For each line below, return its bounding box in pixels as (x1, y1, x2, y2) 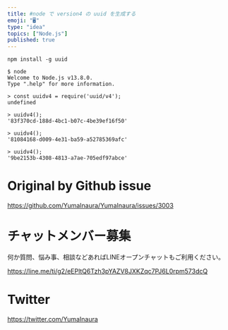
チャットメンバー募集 (7, 228, 131, 244)
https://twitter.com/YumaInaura (7, 314, 99, 323)
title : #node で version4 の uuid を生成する (7, 10, 136, 18)
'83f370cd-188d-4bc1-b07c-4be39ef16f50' (7, 118, 128, 125)
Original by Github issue (7, 178, 152, 194)
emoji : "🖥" (7, 17, 40, 24)
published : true (7, 37, 55, 44)
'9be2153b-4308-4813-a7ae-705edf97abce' (7, 154, 128, 162)
